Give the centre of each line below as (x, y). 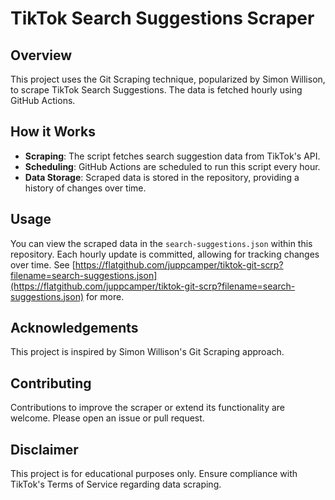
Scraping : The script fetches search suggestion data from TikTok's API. (172, 156)
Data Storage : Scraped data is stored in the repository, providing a (162, 177)
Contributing (51, 383)
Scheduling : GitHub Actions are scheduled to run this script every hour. (172, 166)
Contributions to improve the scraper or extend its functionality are (148, 408)
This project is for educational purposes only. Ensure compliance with (154, 474)
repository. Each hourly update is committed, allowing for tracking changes (165, 254)
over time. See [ (43, 264)
